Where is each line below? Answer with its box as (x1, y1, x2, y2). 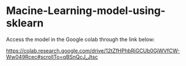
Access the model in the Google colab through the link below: (6, 36, 155, 43)
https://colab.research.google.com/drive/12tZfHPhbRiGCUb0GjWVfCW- (6, 47, 180, 54)
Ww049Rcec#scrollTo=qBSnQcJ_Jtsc (6, 53, 99, 60)
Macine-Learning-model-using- (6, 4, 166, 18)
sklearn (6, 16, 44, 30)
